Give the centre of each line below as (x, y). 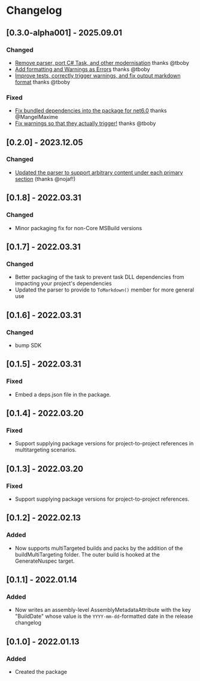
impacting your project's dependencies (63, 284)
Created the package (41, 672)
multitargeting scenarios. (46, 450)
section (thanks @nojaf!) (45, 179)
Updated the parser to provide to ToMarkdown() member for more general (104, 290)
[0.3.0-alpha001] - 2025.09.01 (64, 33)
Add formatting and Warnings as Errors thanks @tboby (82, 69)
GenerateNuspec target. (45, 561)
